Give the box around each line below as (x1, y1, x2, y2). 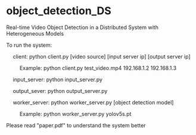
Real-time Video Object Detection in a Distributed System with (6, 24, 159, 31)
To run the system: (6, 41, 52, 49)
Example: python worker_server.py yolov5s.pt (19, 110, 132, 117)
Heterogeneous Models (6, 30, 64, 37)
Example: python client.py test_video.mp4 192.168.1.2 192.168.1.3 (19, 64, 177, 72)
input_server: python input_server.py (13, 76, 103, 83)
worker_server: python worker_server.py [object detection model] (13, 99, 174, 106)
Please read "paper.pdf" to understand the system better (6, 121, 146, 128)
